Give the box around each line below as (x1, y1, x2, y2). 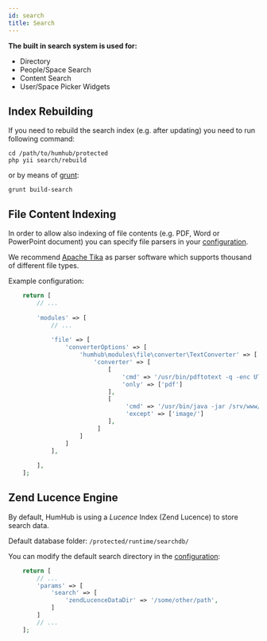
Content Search (19, 73, 72, 83)
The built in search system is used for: (8, 41, 137, 50)
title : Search (8, 19, 56, 27)
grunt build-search (8, 186, 73, 194)
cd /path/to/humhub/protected (8, 150, 109, 157)
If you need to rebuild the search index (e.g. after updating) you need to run (8, 126, 256, 135)
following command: (8, 134, 75, 144)
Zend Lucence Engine (8, 491, 118, 505)
